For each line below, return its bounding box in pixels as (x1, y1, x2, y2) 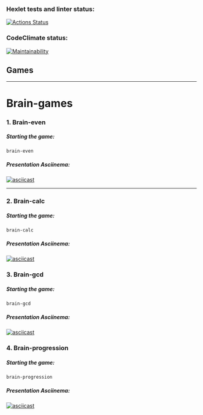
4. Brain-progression (6, 344, 69, 353)
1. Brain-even (6, 118, 46, 126)
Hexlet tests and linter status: (6, 5, 95, 13)
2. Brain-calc (6, 197, 45, 205)
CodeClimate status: (6, 34, 68, 42)
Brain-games (6, 96, 73, 110)
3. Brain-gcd (6, 270, 44, 279)
